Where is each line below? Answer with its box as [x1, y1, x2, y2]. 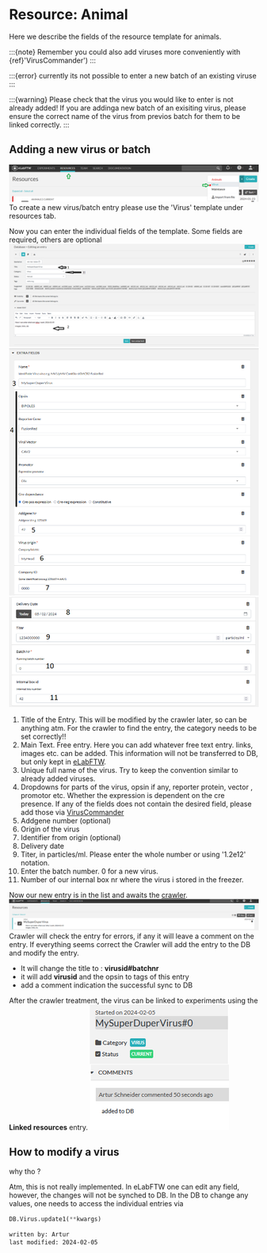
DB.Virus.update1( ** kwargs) [9, 1215, 102, 1223]
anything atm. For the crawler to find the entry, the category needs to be [20, 723, 257, 732]
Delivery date [20, 841, 64, 850]
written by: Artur [9, 1230, 70, 1238]
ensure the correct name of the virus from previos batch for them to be [9, 111, 241, 120]
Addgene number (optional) [20, 816, 112, 825]
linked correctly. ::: [9, 120, 70, 129]
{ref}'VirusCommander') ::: [9, 55, 97, 65]
